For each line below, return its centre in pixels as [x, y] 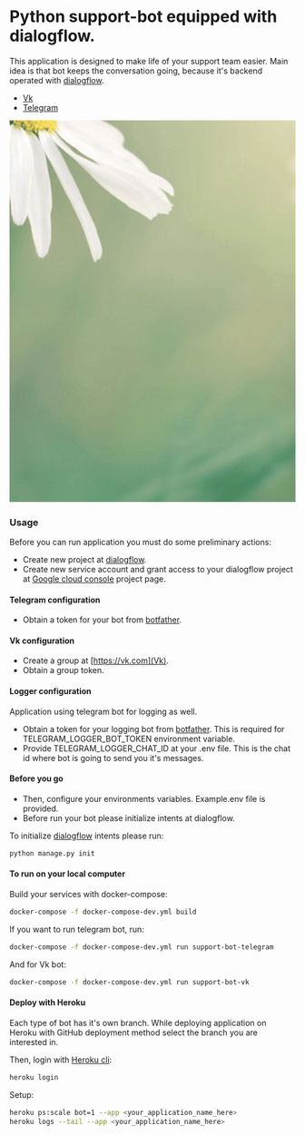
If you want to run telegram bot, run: [77, 929]
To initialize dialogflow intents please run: [87, 836]
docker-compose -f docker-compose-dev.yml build [103, 912]
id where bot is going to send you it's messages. [113, 758]
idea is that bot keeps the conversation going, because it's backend [136, 71]
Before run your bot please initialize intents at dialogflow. [129, 817]
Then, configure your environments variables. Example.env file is [144, 798]
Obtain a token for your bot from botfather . [102, 620]
